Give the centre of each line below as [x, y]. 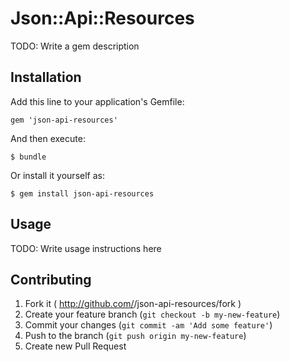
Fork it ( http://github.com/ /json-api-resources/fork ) [133, 304]
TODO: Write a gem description [75, 46]
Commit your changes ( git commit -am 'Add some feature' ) [148, 325]
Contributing [51, 279]
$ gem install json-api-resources [82, 193]
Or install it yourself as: [57, 175]
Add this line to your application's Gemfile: [97, 101]
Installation [46, 77]
